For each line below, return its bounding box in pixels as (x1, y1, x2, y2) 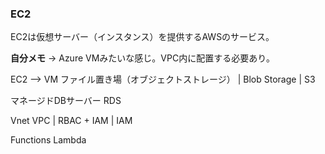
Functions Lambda (10, 134, 87, 146)
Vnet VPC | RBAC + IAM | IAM (10, 115, 133, 127)
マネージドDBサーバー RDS (10, 95, 122, 107)
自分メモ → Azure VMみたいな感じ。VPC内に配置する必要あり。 (10, 52, 275, 64)
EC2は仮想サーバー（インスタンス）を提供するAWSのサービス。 (10, 31, 275, 43)
